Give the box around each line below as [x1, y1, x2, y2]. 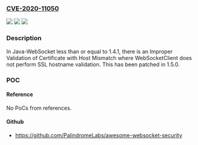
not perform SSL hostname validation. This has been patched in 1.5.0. [6, 61, 180, 68]
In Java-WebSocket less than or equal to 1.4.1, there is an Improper [6, 47, 173, 55]
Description [6, 34, 42, 42]
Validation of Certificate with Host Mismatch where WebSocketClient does [6, 54, 193, 61]
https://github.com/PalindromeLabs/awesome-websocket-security [15, 132, 183, 139]
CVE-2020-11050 [6, 4, 60, 13]
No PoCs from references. [6, 104, 72, 112]
